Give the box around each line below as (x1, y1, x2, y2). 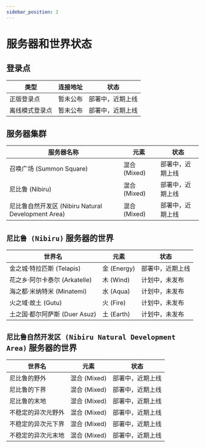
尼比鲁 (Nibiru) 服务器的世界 (6, 233, 114, 243)
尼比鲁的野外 (9, 374, 47, 383)
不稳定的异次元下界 (9, 420, 65, 428)
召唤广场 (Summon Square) (9, 165, 88, 173)
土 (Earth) (102, 310, 131, 319)
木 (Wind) (102, 276, 130, 284)
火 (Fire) (102, 299, 126, 307)
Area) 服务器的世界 (6, 343, 77, 353)
